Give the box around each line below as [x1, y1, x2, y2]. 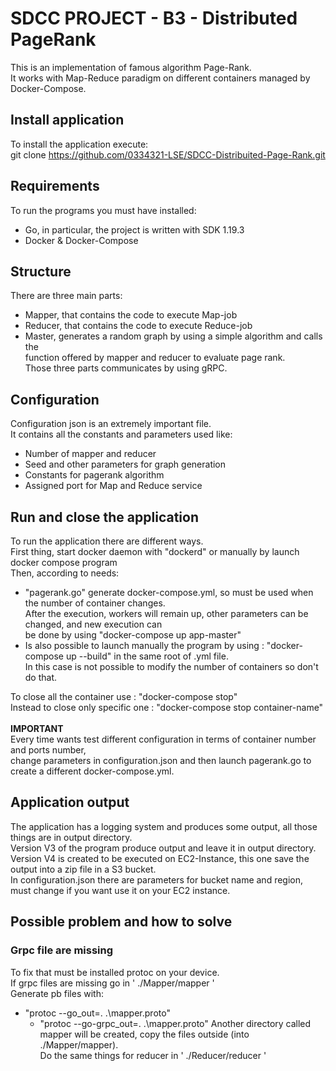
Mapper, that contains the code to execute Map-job [24, 309, 238, 321]
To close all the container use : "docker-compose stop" [10, 691, 238, 702]
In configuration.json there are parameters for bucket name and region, [10, 873, 304, 886]
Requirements [10, 178, 100, 195]
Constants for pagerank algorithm [24, 469, 165, 481]
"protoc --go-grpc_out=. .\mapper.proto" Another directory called [39, 1017, 312, 1029]
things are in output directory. [10, 831, 133, 843]
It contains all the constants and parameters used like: [10, 428, 233, 441]
